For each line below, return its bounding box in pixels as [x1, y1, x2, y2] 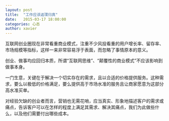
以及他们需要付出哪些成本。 [14, 110, 71, 116]
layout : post [5, 7, 33, 13]
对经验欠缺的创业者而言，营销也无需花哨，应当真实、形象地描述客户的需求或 [5, 98, 164, 104]
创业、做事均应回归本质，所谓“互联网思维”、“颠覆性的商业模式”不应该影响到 [5, 57, 163, 64]
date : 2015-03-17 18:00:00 [5, 17, 66, 22]
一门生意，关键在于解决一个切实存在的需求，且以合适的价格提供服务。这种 [5, 75, 159, 81]
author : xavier [5, 26, 37, 31]
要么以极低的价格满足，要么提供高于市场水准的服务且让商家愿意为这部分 [14, 81, 164, 87]
